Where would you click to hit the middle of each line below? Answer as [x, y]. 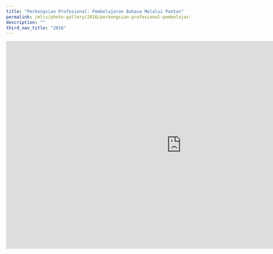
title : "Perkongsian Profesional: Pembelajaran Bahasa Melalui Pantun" [95, 11]
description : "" [26, 22]
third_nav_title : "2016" [36, 28]
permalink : [19, 17]
